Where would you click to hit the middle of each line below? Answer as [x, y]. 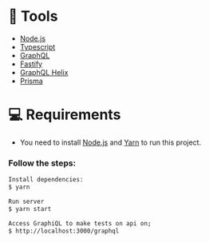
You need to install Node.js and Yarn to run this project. [110, 142]
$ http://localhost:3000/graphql [64, 231]
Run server [26, 201]
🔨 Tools [33, 16]
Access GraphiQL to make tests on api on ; [80, 223]
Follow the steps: [42, 163]
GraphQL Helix [44, 72]
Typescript [37, 46]
